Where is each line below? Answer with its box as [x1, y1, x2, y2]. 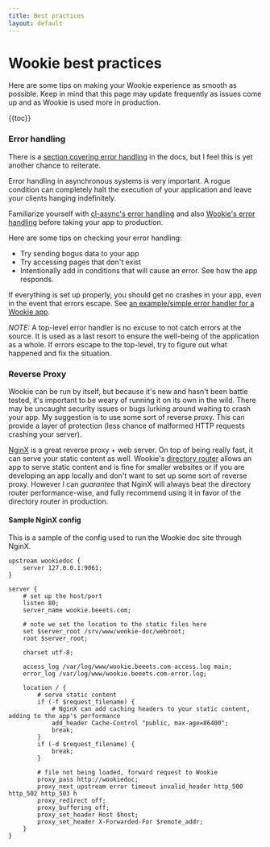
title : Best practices [8, 11, 85, 20]
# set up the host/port [23, 592, 103, 600]
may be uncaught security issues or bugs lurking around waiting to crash [8, 404, 251, 413]
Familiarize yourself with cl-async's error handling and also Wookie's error [8, 209, 255, 218]
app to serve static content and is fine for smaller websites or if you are [8, 463, 245, 472]
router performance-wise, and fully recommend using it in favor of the [8, 488, 242, 498]
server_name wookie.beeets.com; [23, 606, 131, 615]
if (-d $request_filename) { [37, 741, 135, 749]
